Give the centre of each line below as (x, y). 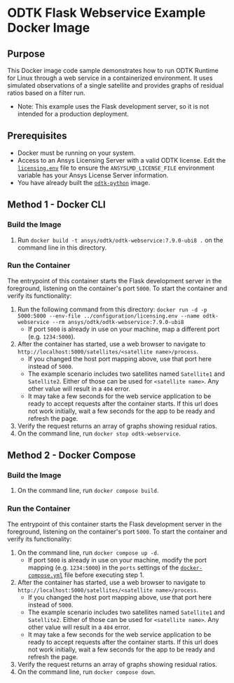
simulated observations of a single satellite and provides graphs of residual (116, 85)
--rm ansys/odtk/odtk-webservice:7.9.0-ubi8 (118, 322)
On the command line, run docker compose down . (87, 672)
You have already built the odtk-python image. (84, 182)
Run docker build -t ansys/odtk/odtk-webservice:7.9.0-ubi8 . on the (120, 240)
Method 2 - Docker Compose (72, 455)
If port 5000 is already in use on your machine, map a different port (124, 329)
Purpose (26, 54)
